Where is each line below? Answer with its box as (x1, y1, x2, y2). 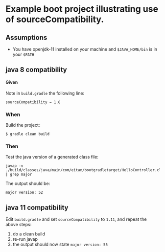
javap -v (5, 163, 24, 168)
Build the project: (5, 122, 40, 128)
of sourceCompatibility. (5, 14, 104, 25)
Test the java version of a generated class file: (5, 154, 98, 160)
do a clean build (12, 231, 46, 237)
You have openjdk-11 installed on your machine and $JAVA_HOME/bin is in (12, 46, 158, 52)
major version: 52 (5, 190, 43, 195)
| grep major (5, 172, 32, 177)
